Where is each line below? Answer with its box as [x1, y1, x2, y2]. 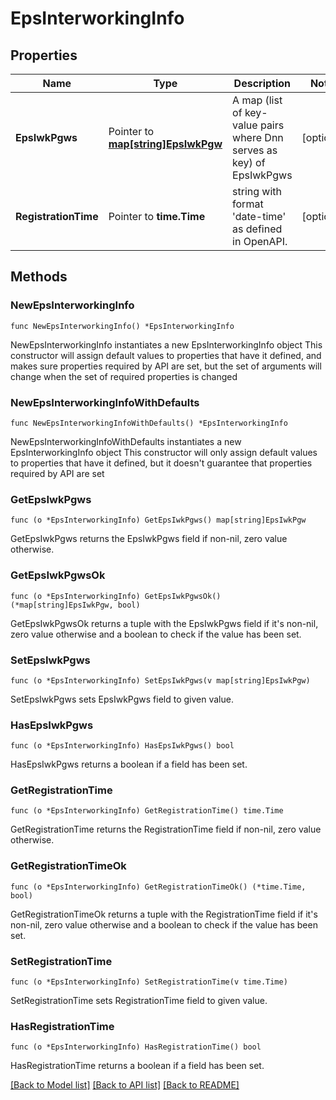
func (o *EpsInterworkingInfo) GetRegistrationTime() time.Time [10, 806, 284, 816]
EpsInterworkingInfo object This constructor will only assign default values [10, 446, 318, 458]
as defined [232, 222, 283, 236]
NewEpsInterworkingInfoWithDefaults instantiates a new [10, 435, 242, 447]
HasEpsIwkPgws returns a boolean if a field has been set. [10, 758, 248, 771]
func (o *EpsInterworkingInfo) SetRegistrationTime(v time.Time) [10, 977, 288, 987]
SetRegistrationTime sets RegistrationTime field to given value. [10, 995, 268, 1007]
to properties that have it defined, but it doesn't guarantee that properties [10, 457, 313, 469]
